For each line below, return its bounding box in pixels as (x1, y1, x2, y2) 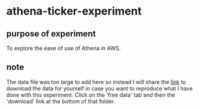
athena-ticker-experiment (6, 4, 142, 18)
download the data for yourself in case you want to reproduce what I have (6, 84, 193, 92)
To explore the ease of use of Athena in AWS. (6, 44, 121, 52)
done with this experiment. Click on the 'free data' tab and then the (6, 91, 176, 98)
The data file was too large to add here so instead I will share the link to (6, 78, 186, 86)
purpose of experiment (6, 29, 96, 39)
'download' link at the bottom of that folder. (6, 97, 115, 105)
